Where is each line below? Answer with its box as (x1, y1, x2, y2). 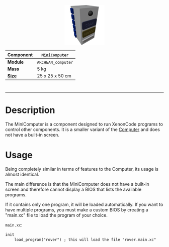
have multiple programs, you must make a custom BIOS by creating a (5, 206, 148, 213)
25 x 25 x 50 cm (37, 73, 71, 79)
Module (7, 59, 24, 65)
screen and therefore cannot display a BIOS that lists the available (5, 186, 142, 192)
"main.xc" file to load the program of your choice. (5, 212, 108, 218)
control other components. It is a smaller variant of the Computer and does (5, 126, 160, 133)
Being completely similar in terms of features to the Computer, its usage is (5, 166, 158, 172)
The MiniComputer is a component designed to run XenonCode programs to (5, 121, 163, 127)
